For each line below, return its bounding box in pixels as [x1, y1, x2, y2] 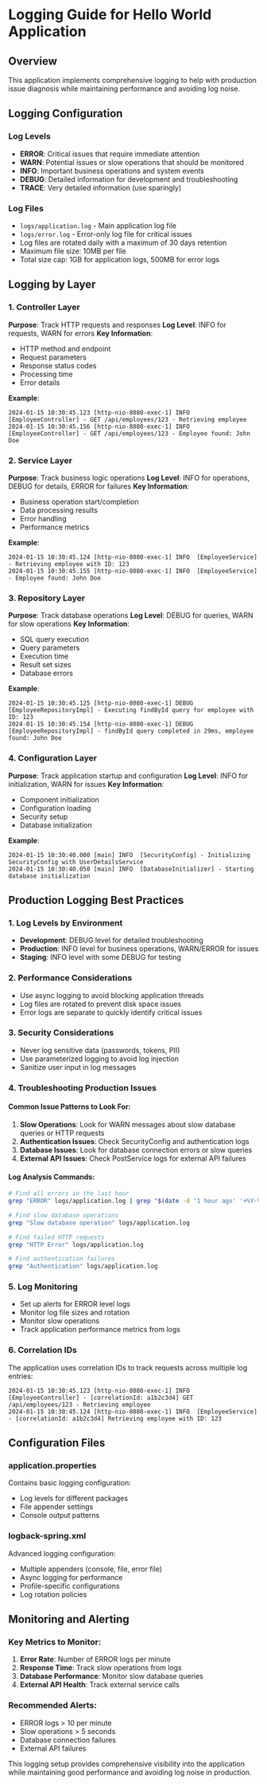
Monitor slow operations [19, 1316, 100, 1326]
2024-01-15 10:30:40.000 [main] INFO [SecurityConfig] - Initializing [8, 851, 250, 859]
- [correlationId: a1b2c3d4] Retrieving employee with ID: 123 [8, 1414, 222, 1422]
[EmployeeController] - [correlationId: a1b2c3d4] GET [8, 1394, 194, 1402]
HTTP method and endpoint [19, 344, 111, 353]
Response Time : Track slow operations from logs [19, 1663, 182, 1673]
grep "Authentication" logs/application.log [8, 1262, 158, 1271]
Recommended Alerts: [8, 1700, 97, 1711]
